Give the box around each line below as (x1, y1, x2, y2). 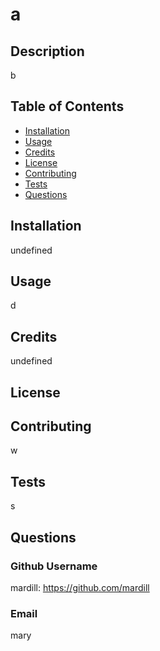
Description (10, 43, 85, 60)
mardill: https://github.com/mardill (10, 581, 150, 593)
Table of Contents (10, 98, 125, 115)
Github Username (10, 559, 98, 573)
